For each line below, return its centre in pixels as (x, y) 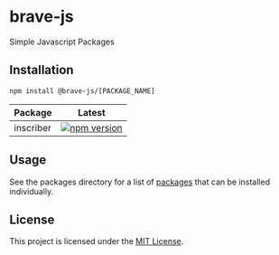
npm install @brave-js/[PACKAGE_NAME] (82, 91)
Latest (92, 112)
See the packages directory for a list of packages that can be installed (140, 182)
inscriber (33, 127)
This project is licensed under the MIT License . (97, 241)
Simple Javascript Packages (62, 42)
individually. (32, 191)
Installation (42, 70)
